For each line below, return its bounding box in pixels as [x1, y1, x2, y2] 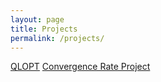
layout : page [10, 14, 65, 25]
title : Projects [10, 24, 78, 34]
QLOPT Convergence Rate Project [10, 61, 151, 73]
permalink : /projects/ [10, 33, 105, 43]
